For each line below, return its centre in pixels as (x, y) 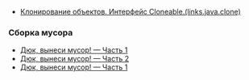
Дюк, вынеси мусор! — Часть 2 (75, 59)
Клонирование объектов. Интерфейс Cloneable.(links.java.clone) (131, 12)
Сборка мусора (41, 32)
